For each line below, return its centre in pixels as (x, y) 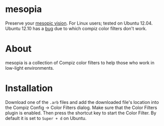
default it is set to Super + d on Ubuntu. (46, 118)
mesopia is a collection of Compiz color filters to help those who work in (80, 62)
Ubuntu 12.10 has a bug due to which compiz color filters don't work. (76, 28)
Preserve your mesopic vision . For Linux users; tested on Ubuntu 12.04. (79, 23)
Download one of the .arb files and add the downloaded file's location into (82, 102)
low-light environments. (30, 68)
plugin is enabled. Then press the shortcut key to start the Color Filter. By (81, 113)
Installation (29, 88)
